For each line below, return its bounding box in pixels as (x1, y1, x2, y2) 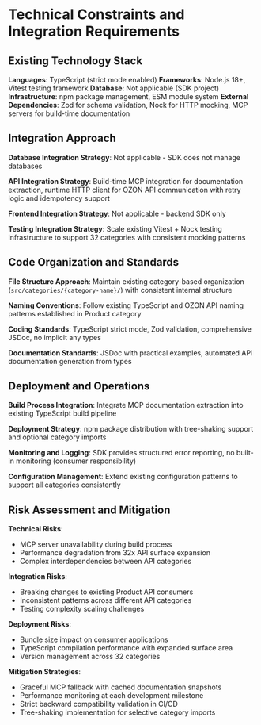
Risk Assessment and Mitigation (8, 503, 171, 516)
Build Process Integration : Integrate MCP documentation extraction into (8, 401, 244, 410)
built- (236, 448, 255, 458)
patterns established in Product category (8, 309, 142, 318)
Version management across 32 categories (19, 652, 161, 662)
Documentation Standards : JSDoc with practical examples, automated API (8, 347, 253, 358)
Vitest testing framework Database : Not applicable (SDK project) (8, 83, 220, 93)
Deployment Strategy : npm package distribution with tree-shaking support (8, 424, 254, 434)
